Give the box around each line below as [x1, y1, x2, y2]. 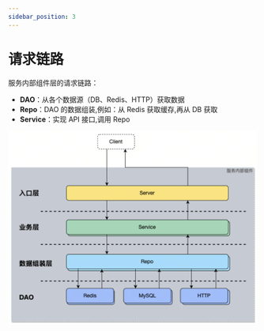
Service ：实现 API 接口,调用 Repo [19, 115, 130, 124]
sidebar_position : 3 [8, 13, 77, 21]
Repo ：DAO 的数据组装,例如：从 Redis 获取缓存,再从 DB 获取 [19, 104, 218, 114]
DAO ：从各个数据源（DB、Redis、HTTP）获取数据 [19, 95, 185, 104]
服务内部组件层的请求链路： [8, 77, 99, 87]
